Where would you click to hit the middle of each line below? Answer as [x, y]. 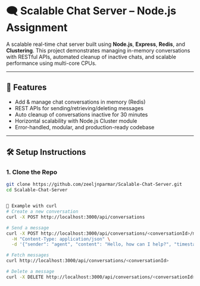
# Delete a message [30, 272]
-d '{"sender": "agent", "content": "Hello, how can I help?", [91, 244]
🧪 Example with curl [32, 206]
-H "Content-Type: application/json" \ [61, 239]
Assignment [37, 28]
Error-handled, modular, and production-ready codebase [85, 127]
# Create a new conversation [42, 212]
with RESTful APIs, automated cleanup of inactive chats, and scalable [91, 57]
